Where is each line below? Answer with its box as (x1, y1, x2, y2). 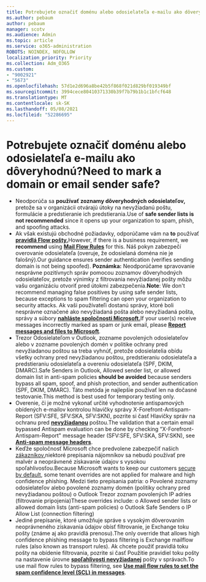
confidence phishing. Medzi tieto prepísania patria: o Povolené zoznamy (15, 478, 198, 485)
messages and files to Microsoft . (15, 327, 101, 335)
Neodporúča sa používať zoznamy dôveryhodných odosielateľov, (15, 197, 186, 205)
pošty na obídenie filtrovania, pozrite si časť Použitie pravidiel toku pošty (15, 549, 199, 557)
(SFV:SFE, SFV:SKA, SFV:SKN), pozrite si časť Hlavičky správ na (33, 412, 196, 420)
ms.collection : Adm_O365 (6, 60, 70, 66)
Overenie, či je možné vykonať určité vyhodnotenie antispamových (15, 399, 185, 407)
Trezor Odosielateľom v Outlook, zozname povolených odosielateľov (15, 334, 189, 342)
